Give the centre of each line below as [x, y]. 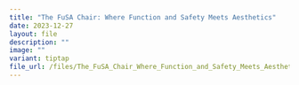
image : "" [28, 50]
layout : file [33, 34]
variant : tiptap [39, 58]
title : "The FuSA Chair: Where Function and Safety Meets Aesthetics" [143, 17]
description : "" [39, 42]
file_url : [28, 67]
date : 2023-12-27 [41, 26]
